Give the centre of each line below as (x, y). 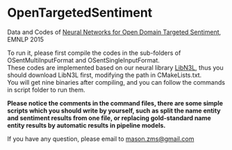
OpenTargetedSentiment (80, 13)
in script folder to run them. (46, 90)
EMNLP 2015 (25, 39)
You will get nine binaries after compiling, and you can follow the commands (116, 82)
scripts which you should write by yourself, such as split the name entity (114, 110)
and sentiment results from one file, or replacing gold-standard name (109, 118)
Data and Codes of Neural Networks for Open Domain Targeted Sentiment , (114, 32)
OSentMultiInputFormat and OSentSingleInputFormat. (83, 60)
